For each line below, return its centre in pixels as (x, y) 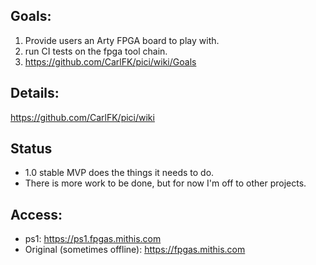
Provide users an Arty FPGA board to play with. (122, 40)
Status (31, 149)
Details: (35, 93)
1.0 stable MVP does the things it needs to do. (119, 173)
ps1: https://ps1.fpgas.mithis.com (93, 239)
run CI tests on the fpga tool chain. (96, 51)
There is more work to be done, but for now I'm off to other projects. (165, 183)
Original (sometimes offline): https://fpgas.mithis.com (135, 250)
